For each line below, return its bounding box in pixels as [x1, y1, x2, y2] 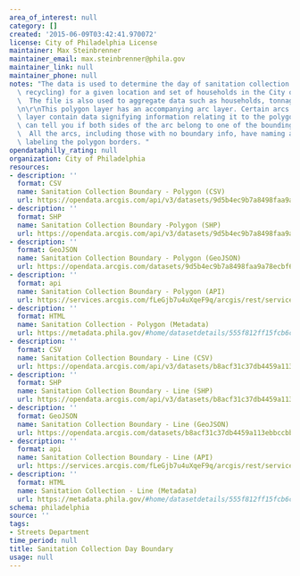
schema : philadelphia [9, 503, 90, 512]
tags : [9, 520, 29, 529]
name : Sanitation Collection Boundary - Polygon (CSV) [17, 188, 226, 196]
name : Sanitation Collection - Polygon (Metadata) [17, 321, 210, 330]
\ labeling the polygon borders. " [17, 138, 150, 146]
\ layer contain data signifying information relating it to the [17, 113, 266, 121]
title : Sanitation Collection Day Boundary [9, 544, 174, 554]
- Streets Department [9, 528, 90, 537]
